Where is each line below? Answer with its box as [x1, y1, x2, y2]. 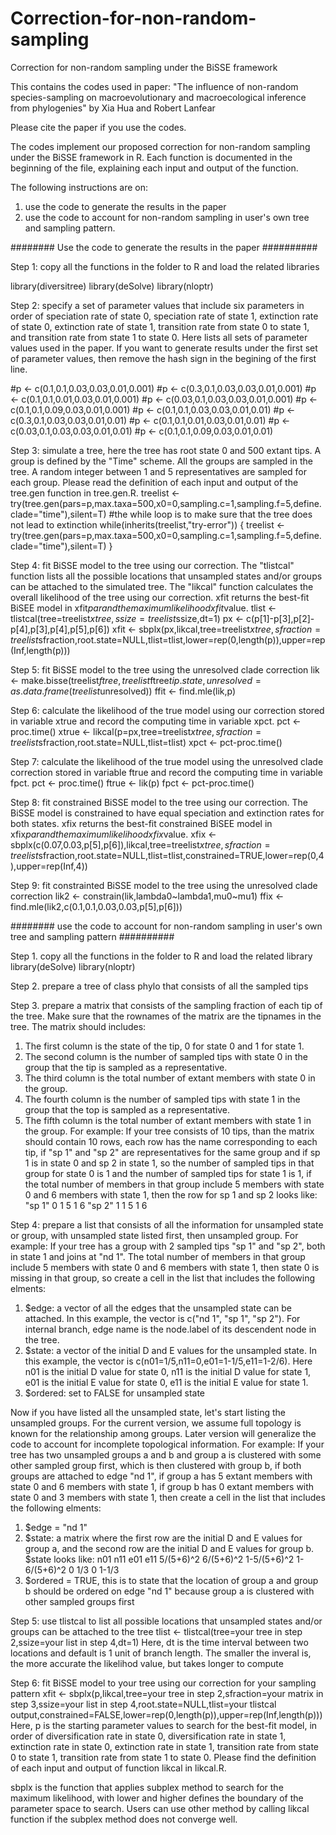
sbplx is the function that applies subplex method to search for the [10, 1781, 284, 1793]
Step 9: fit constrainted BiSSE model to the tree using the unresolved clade [10, 879, 318, 891]
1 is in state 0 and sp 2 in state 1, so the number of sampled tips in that [24, 1157, 315, 1169]
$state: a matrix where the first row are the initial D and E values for [24, 1532, 303, 1544]
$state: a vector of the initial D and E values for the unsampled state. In [24, 1344, 317, 1356]
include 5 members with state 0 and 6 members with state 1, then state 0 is [10, 1261, 320, 1273]
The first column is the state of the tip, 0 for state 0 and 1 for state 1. [24, 1040, 305, 1052]
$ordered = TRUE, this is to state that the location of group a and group [24, 1574, 319, 1586]
